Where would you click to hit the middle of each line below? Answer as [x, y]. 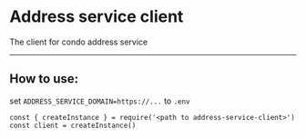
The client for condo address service [79, 42]
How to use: [44, 79]
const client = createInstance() [73, 125]
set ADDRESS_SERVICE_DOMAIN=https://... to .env [100, 101]
